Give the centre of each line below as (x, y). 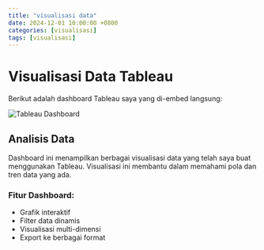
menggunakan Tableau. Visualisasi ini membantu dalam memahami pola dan (132, 166)
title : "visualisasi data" (53, 15)
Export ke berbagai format (62, 237)
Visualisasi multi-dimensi (60, 229)
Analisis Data (41, 139)
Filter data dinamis (50, 221)
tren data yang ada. (40, 174)
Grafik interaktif (45, 212)
